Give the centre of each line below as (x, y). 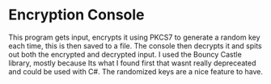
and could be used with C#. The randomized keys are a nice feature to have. (136, 71)
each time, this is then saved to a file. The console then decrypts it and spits (135, 45)
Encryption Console (76, 15)
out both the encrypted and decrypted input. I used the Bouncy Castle (125, 54)
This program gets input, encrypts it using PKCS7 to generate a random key (134, 37)
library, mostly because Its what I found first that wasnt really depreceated (132, 63)
